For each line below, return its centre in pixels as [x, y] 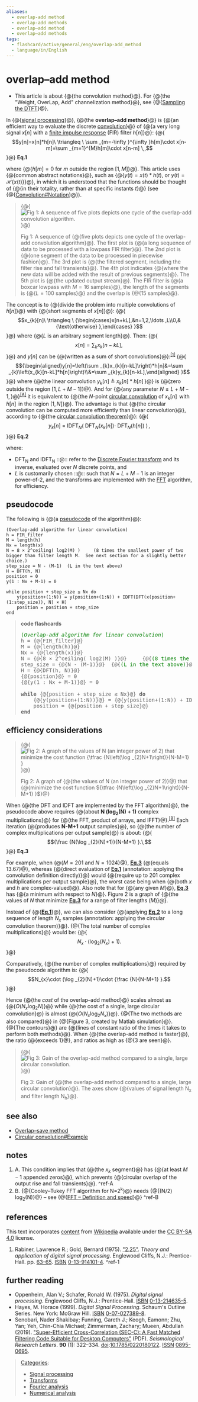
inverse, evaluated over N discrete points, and [71, 467]
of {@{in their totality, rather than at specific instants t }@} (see [82, 188]
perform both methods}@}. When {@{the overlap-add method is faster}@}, [98, 1034]
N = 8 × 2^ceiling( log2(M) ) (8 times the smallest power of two [95, 550]
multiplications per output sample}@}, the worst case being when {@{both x [99, 882]
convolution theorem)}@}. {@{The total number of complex [78, 926]
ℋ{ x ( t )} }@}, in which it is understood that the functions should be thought [96, 182]
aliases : [17, 12]
